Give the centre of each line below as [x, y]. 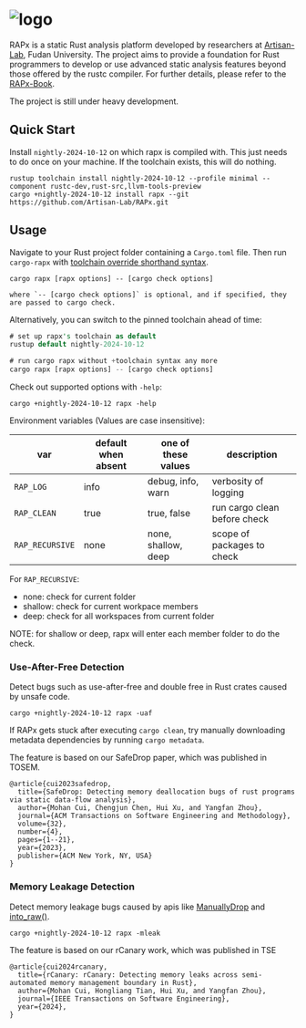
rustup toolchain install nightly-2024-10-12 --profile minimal [134, 178]
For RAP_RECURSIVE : [45, 579]
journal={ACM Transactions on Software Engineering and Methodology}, [154, 816]
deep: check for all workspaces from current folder [118, 617]
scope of [231, 534]
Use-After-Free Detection [67, 667]
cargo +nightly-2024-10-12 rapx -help [83, 404]
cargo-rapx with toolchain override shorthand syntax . [109, 262]
